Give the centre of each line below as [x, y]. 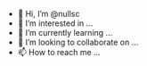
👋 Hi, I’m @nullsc [49, 14]
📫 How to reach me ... [59, 52]
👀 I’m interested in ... [55, 23]
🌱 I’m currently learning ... [65, 33]
